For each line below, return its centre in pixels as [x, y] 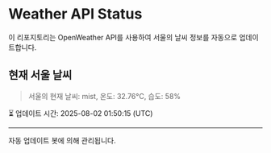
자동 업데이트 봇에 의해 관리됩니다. [62, 140]
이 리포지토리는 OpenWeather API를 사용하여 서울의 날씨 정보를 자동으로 [123, 37]
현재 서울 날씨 [40, 75]
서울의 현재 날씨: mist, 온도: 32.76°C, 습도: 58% [104, 96]
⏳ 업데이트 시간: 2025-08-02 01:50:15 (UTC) [81, 113]
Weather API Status [75, 14]
